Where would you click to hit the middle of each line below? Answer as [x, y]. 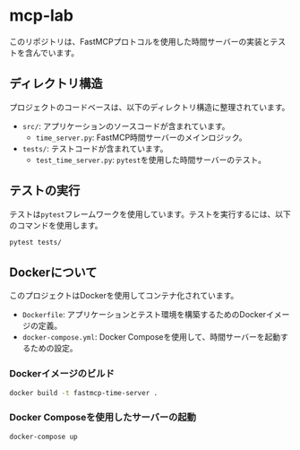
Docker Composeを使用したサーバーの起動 [103, 418]
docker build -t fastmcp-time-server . [84, 393]
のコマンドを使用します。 [56, 225]
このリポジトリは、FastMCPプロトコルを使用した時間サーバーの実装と [140, 41]
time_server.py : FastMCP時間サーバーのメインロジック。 [141, 137]
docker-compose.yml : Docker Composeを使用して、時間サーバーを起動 [151, 337]
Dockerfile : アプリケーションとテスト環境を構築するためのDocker [144, 315]
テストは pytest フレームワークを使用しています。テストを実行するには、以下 [150, 214]
